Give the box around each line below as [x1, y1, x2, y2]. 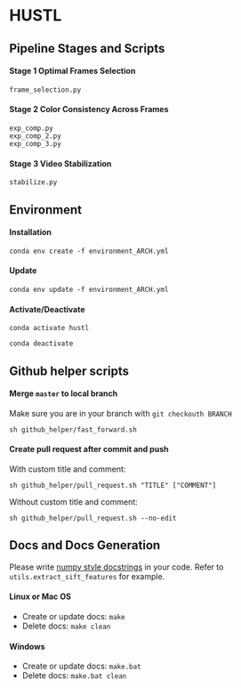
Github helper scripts [9, 363, 130, 378]
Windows [9, 641, 45, 652]
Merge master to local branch [9, 388, 118, 399]
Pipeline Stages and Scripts [9, 41, 165, 56]
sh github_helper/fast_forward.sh [9, 425, 138, 434]
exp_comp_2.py [9, 131, 62, 141]
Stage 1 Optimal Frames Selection [9, 66, 136, 77]
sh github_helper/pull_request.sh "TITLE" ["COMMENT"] [9, 481, 217, 490]
